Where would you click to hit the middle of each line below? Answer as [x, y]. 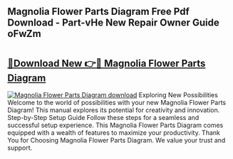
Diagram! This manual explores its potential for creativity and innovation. [114, 110]
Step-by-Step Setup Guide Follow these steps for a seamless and [103, 117]
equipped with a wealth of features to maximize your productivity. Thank [114, 133]
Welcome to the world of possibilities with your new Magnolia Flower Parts [117, 103]
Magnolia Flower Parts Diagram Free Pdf [99, 12]
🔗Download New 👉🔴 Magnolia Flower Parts [107, 63]
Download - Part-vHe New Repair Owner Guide [113, 23]
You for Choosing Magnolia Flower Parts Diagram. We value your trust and [116, 140]
